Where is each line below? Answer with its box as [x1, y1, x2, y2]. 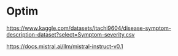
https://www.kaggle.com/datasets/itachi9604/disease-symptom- [6, 24, 172, 32]
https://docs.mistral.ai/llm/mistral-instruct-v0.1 [6, 43, 123, 50]
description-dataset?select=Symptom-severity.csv [6, 30, 135, 38]
